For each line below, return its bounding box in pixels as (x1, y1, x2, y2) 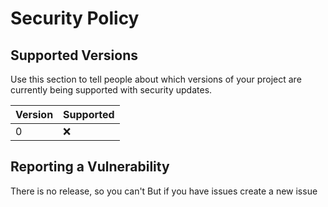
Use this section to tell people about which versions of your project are (10, 73, 302, 85)
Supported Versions (10, 47, 138, 64)
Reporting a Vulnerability (10, 158, 170, 176)
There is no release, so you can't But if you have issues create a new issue (10, 185, 318, 197)
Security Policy (10, 7, 140, 30)
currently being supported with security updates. (10, 84, 213, 96)
